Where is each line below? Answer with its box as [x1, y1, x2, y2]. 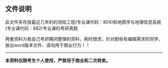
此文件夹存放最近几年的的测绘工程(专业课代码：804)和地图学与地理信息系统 [5, 19, 161, 25]
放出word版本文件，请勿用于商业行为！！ [5, 42, 90, 48]
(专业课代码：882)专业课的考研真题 [5, 25, 78, 31]
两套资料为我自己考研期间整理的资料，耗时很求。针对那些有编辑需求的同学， [5, 35, 163, 41]
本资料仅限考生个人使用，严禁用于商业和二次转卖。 [5, 57, 110, 63]
